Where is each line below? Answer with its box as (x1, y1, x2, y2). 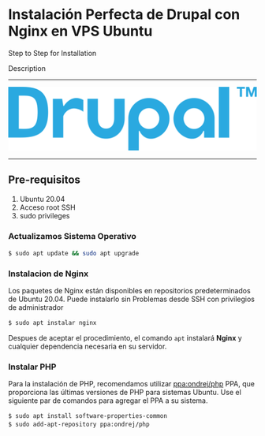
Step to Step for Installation (8, 48, 97, 58)
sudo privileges (19, 211, 70, 220)
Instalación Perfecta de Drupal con (8, 6, 241, 24)
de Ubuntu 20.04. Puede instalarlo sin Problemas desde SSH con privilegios (8, 294, 255, 304)
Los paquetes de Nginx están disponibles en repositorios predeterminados (8, 286, 251, 296)
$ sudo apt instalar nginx (8, 319, 97, 327)
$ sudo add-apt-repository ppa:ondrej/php (8, 420, 150, 429)
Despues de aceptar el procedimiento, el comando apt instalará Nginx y (8, 334, 242, 343)
